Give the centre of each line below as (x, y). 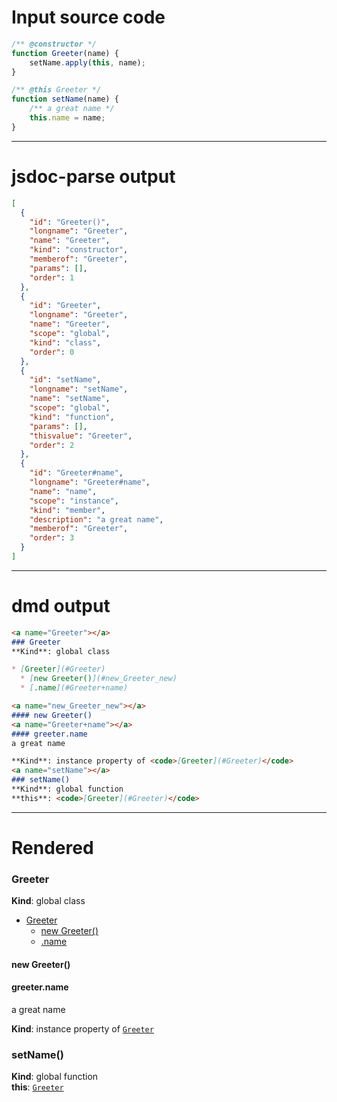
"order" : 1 (52, 277)
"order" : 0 (52, 352)
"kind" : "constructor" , (79, 250)
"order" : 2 (52, 445)
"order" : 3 (52, 538)
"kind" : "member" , (67, 510)
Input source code (88, 17)
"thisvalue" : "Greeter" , (81, 436)
